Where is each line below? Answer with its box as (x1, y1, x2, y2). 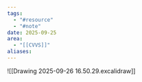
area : (7, 36, 23, 42)
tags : (7, 10, 23, 17)
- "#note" (13, 23, 41, 29)
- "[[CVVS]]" (13, 42, 51, 49)
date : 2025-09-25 (7, 29, 57, 36)
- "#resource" (13, 16, 54, 23)
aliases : (7, 49, 32, 55)
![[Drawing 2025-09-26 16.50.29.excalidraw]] (7, 66, 136, 75)
